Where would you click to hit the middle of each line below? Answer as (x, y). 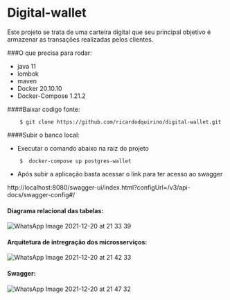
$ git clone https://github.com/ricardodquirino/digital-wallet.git (121, 122)
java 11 (26, 66)
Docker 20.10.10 (39, 88)
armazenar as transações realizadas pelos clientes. (80, 39)
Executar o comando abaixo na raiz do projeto (83, 148)
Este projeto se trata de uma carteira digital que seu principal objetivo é (109, 32)
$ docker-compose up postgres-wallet (76, 161)
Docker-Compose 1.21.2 (51, 96)
